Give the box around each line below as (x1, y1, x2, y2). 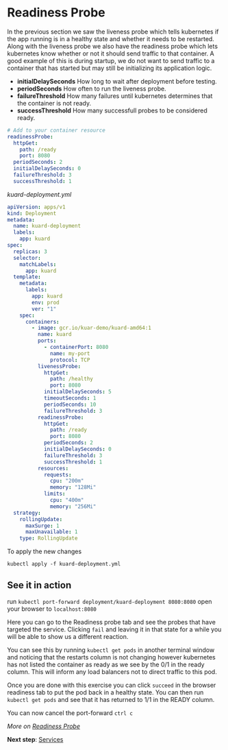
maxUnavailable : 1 (25, 529, 78, 535)
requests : (43, 471, 72, 478)
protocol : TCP (50, 356, 90, 363)
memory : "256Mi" (50, 503, 97, 510)
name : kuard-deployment (13, 223, 81, 230)
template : (13, 274, 41, 280)
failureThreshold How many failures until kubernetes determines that (16, 91, 213, 100)
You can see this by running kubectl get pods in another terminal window (7, 646, 215, 654)
